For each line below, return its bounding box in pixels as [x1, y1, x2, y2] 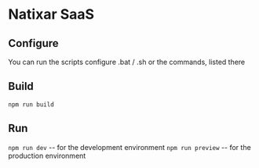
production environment [8, 151, 86, 160]
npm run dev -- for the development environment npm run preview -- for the [8, 142, 251, 152]
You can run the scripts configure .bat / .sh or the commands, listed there [8, 57, 246, 66]
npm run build [8, 100, 55, 109]
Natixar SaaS [8, 5, 95, 23]
